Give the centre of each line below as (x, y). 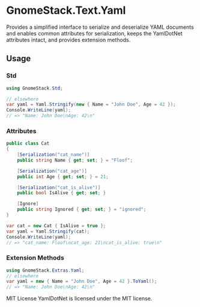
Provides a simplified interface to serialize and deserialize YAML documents (100, 27)
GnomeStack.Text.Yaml (66, 10)
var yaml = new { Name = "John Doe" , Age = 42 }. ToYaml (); (82, 282)
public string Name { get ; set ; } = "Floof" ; (75, 160)
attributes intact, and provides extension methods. (68, 40)
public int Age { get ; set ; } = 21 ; (63, 177)
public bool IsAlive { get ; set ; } (62, 193)
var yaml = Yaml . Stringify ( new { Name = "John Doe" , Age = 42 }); (91, 105)
